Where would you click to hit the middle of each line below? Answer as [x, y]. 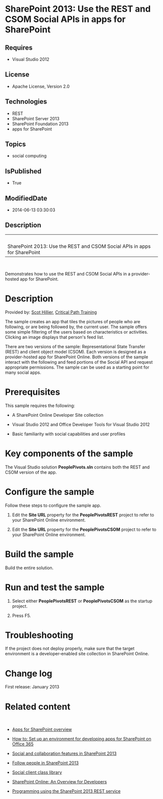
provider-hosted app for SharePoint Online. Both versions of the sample [77, 357]
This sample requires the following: [40, 406]
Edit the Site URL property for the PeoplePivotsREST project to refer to [83, 515]
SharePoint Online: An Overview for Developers [59, 782]
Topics [16, 144]
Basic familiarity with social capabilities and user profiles [69, 434]
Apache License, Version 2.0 [41, 86]
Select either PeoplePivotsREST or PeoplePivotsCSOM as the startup [82, 601]
